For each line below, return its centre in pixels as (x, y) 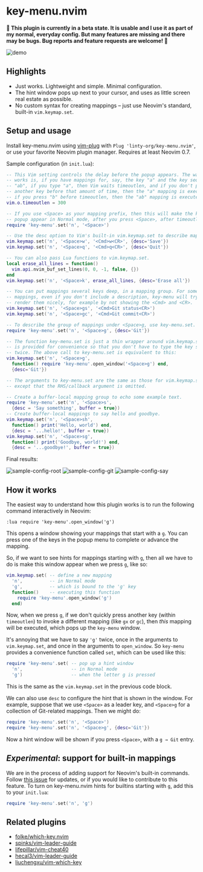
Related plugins (36, 822)
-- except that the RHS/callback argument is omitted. (77, 386)
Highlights (26, 72)
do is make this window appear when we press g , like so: (77, 565)
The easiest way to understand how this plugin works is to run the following (100, 505)
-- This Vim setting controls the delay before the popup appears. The (98, 175)
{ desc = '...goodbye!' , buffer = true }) (63, 448)
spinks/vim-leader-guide (46, 843)
